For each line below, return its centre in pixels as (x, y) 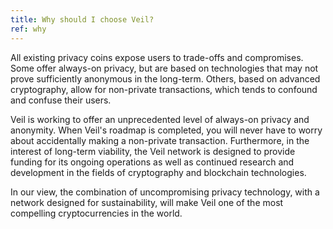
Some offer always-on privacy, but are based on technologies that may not (164, 68)
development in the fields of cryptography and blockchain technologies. (158, 172)
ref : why (28, 29)
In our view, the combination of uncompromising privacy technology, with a (165, 192)
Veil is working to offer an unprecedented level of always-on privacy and (160, 119)
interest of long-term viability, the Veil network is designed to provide (153, 151)
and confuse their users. (61, 100)
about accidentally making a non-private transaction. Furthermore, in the (160, 140)
